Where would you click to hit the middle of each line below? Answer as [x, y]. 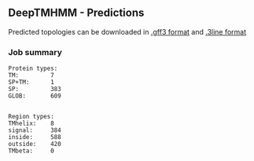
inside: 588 [35, 137]
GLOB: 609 [35, 96]
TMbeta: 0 [31, 151]
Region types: [31, 117]
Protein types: [33, 69]
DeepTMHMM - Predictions [76, 13]
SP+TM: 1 [31, 82]
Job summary [35, 52]
